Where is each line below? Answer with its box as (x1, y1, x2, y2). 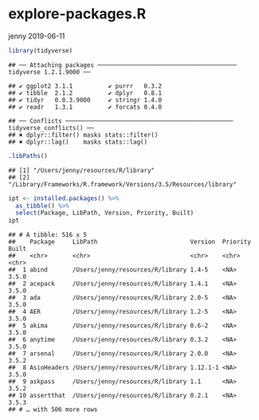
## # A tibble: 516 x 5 (8, 231, 88, 240)
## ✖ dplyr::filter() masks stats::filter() (8, 131, 159, 139)
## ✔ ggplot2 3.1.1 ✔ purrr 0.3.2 (8, 81, 162, 90)
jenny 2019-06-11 (8, 31, 65, 41)
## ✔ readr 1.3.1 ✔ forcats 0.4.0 (8, 103, 162, 111)
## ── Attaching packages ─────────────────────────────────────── (8, 61, 237, 69)
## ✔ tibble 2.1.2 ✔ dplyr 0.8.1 (8, 89, 162, 97)
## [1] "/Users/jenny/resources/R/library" (8, 166, 155, 174)
